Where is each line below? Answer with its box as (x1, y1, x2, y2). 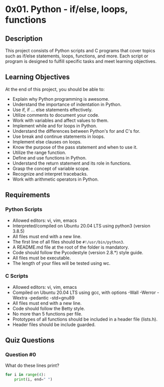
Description (5, 34, 43, 43)
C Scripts (5, 273, 29, 280)
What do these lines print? (5, 362, 59, 368)
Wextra (12, 294, 28, 300)
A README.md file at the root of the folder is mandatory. (12, 244, 129, 250)
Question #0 (5, 351, 36, 358)
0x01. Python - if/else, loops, (5, 4, 128, 15)
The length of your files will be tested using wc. (12, 260, 111, 266)
